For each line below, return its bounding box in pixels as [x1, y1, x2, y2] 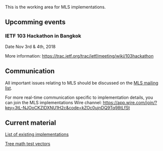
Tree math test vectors [5, 141, 51, 147]
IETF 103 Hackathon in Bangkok [5, 32, 82, 39]
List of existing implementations [5, 132, 69, 137]
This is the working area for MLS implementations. [5, 4, 106, 10]
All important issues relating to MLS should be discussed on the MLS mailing [5, 80, 159, 86]
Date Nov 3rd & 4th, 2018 [5, 44, 56, 49]
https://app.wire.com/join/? [103, 99, 157, 106]
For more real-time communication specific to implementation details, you [5, 94, 153, 100]
